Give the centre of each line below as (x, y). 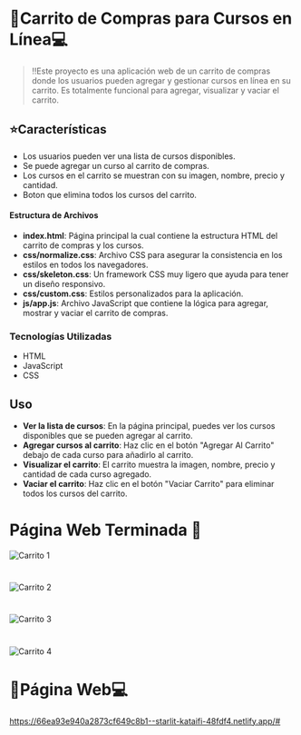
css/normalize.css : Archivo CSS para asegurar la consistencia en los (152, 254)
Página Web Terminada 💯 (106, 530)
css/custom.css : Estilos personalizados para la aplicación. (133, 293)
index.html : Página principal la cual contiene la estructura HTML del (150, 235)
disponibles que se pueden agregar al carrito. (107, 436)
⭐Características (58, 129)
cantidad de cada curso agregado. (87, 474)
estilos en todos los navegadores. (85, 264)
